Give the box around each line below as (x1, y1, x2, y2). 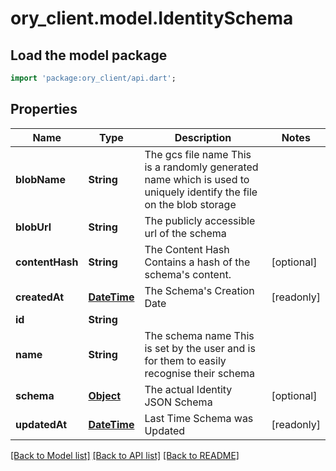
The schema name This (144, 328, 255, 342)
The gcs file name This (144, 147, 252, 161)
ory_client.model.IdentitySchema (10, 7, 294, 30)
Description (174, 130, 232, 144)
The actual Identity (144, 382, 233, 396)
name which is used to (144, 172, 250, 186)
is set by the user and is (144, 341, 256, 355)
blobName (15, 172, 66, 186)
